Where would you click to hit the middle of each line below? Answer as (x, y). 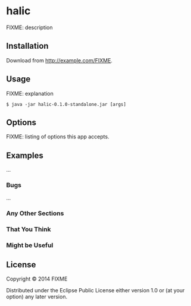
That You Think (29, 229)
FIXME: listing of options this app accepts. (58, 137)
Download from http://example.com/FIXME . (60, 60)
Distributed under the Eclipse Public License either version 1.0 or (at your (95, 291)
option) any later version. (37, 297)
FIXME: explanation (30, 93)
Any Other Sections (35, 213)
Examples (25, 155)
